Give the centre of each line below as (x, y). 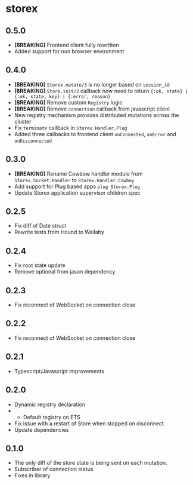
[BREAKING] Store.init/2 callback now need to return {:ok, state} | (101, 91)
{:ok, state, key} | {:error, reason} (62, 96)
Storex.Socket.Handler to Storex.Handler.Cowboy (74, 180)
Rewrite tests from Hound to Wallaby (59, 232)
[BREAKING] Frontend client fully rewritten (67, 45)
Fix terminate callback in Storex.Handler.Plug (71, 128)
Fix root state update (40, 265)
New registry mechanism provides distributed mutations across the (96, 115)
